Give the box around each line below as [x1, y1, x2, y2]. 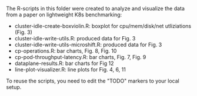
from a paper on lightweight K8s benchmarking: [6, 11, 122, 18]
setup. [6, 84, 22, 90]
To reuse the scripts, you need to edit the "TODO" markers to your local [6, 77, 179, 84]
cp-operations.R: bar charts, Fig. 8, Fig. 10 [14, 47, 117, 54]
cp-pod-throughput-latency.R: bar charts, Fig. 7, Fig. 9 [14, 54, 146, 60]
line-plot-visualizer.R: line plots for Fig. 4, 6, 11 [14, 66, 126, 73]
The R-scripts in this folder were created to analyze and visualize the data [6, 5, 185, 12]
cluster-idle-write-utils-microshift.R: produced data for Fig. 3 [14, 41, 162, 48]
